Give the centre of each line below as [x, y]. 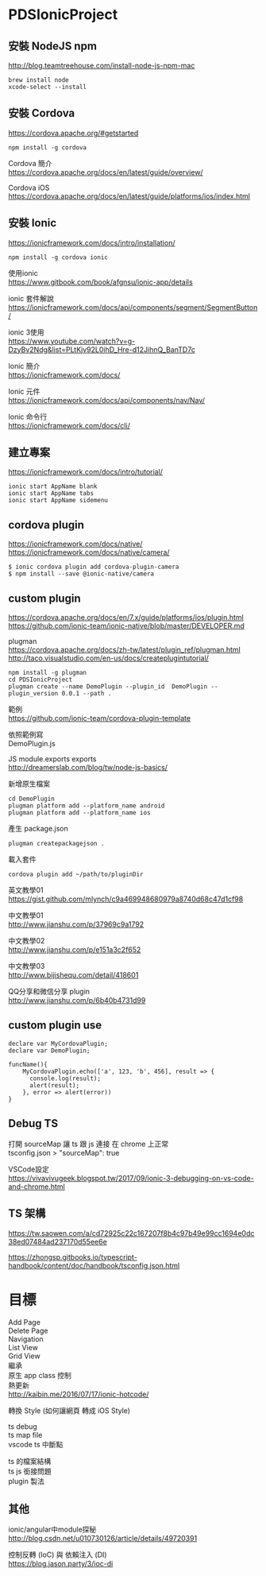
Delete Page [28, 1331]
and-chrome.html [37, 1187]
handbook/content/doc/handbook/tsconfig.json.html [94, 1265]
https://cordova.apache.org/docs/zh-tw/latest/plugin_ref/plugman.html [124, 650]
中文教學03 [27, 966]
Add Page [25, 1322]
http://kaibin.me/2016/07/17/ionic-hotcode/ [79, 1394]
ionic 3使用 [27, 332]
